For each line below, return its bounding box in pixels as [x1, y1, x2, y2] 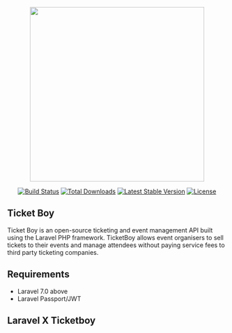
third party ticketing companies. [7, 248, 99, 256]
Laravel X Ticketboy [7, 315, 96, 327]
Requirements [7, 269, 70, 281]
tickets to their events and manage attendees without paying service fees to [7, 241, 225, 249]
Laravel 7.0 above [17, 287, 68, 295]
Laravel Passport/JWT [17, 294, 82, 303]
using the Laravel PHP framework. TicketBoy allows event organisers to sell [7, 233, 224, 242]
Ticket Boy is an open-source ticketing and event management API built [7, 225, 213, 234]
